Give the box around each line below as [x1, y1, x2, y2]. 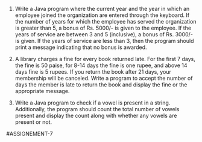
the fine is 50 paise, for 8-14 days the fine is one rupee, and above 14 [14, 62, 188, 69]
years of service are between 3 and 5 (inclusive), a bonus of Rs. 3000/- [14, 31, 193, 38]
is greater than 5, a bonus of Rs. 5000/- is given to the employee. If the [14, 24, 192, 31]
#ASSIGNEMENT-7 [6, 130, 53, 137]
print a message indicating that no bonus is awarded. [14, 44, 147, 51]
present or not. [14, 118, 52, 126]
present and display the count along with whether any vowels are [14, 112, 177, 119]
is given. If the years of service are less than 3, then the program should [14, 37, 194, 44]
